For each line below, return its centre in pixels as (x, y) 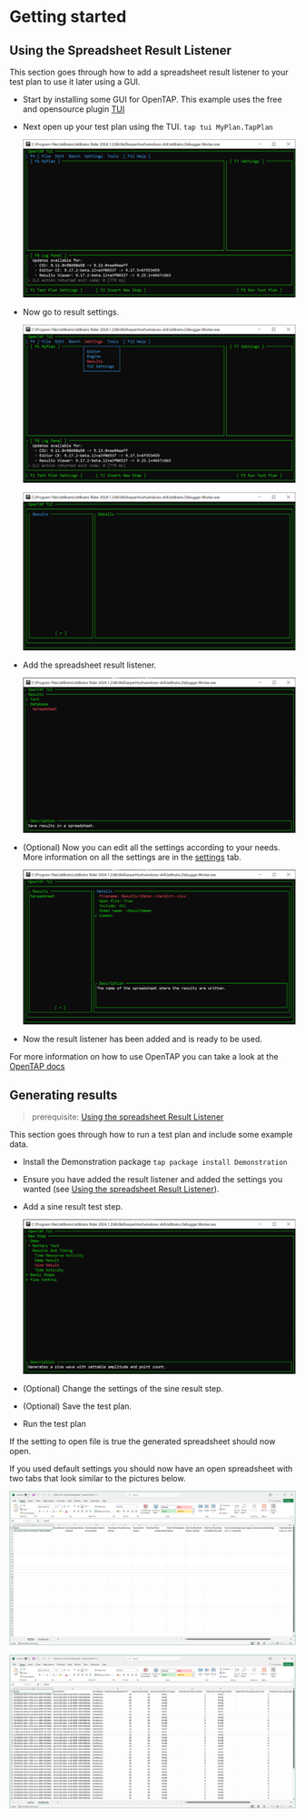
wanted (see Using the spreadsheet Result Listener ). (121, 1189)
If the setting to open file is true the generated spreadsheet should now (143, 1441)
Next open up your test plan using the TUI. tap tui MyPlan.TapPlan (148, 126)
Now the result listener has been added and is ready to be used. (143, 1040)
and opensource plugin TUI (74, 109)
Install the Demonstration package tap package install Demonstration (155, 1161)
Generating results (64, 1095)
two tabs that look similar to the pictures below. (98, 1479)
